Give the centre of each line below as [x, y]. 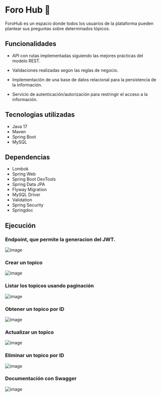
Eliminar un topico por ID [35, 356]
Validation [22, 200]
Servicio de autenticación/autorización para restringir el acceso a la [80, 94]
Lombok [20, 169]
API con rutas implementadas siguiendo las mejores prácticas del [78, 55]
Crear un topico [24, 262]
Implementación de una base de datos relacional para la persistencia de [84, 79]
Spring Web [24, 174]
